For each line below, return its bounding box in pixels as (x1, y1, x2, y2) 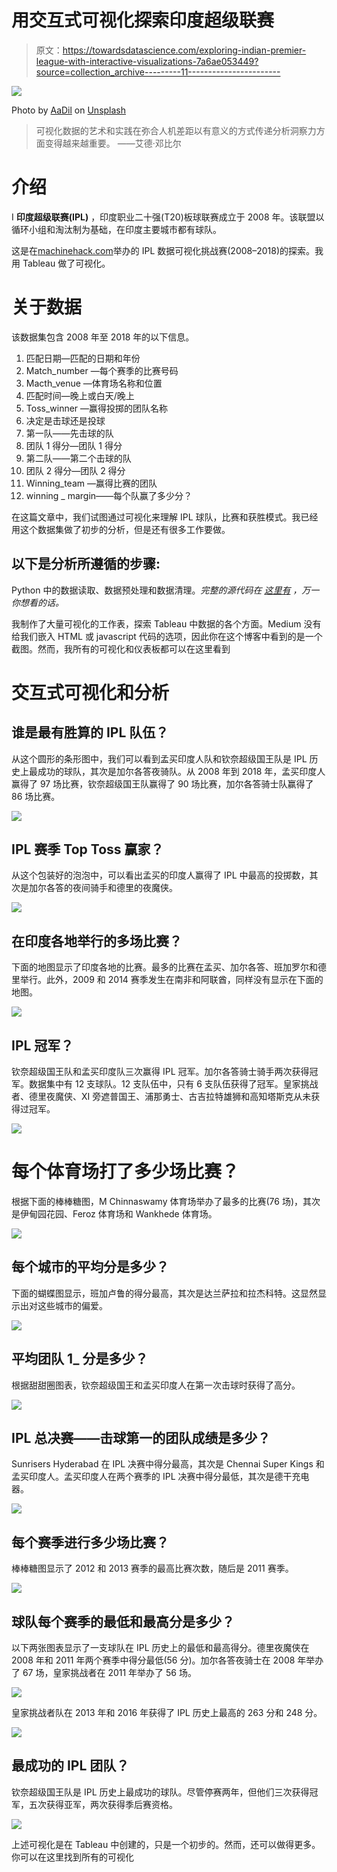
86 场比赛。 (11, 790, 61, 802)
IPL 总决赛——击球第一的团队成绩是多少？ (11, 1430, 271, 1447)
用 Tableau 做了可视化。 (11, 257, 111, 269)
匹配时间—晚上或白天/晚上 (25, 389, 135, 401)
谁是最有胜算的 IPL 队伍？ (11, 724, 169, 741)
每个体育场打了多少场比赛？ (11, 1161, 240, 1183)
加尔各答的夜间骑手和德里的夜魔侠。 (28, 882, 178, 894)
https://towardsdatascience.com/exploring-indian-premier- (62, 44, 307, 56)
